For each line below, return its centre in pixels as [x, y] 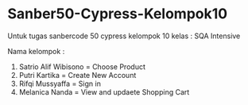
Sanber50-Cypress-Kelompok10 [118, 14]
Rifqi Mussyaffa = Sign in [60, 84]
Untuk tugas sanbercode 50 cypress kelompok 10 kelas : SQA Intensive [124, 36]
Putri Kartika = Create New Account [77, 75]
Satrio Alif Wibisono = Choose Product [82, 66]
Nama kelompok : [36, 51]
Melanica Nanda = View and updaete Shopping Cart [104, 91]
